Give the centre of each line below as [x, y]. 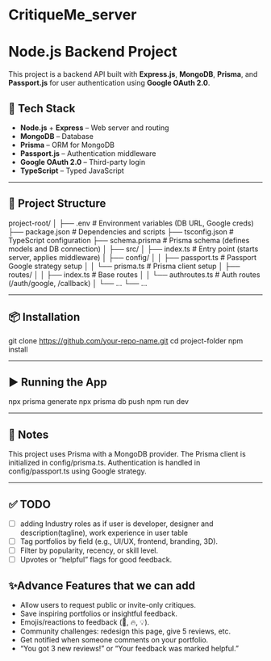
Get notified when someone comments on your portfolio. [114, 640]
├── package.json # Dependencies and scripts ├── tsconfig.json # [121, 231]
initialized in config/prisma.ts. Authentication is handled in [104, 463]
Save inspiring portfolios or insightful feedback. [98, 614]
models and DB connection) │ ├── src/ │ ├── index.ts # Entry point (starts [133, 249]
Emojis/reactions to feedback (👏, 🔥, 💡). [85, 622]
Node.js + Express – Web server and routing [94, 128]
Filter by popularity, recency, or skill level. [89, 550]
